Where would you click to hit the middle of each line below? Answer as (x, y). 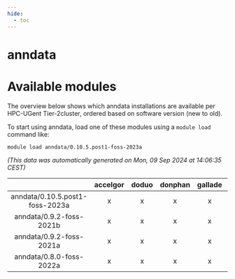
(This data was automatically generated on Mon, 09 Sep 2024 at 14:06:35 (114, 160)
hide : (15, 14)
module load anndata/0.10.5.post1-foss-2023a (74, 147)
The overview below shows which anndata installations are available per (111, 106)
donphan (175, 184)
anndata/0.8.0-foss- (49, 257)
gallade (209, 184)
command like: (28, 134)
